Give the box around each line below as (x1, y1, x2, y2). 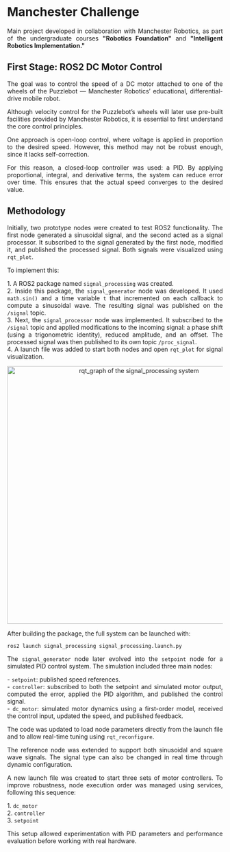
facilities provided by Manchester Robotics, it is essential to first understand (7, 115, 223, 123)
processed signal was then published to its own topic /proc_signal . (7, 337, 197, 346)
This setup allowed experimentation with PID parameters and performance (7, 829, 223, 838)
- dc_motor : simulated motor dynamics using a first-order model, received (7, 705, 223, 713)
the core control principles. (7, 122, 84, 131)
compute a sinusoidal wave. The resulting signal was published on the (7, 301, 223, 309)
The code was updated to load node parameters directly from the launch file (7, 726, 223, 734)
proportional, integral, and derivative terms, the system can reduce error (7, 170, 223, 179)
